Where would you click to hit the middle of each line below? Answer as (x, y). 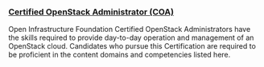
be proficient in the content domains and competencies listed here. (120, 55)
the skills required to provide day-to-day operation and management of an (131, 37)
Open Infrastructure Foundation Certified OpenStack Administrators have (130, 30)
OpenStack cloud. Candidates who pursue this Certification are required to (132, 46)
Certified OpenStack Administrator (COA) (91, 12)
